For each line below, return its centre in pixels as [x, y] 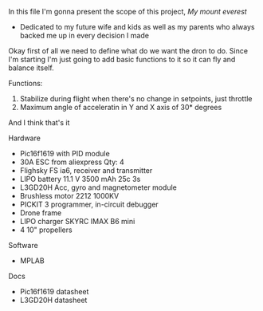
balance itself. [31, 68]
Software [23, 245]
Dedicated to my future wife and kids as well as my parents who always [137, 27]
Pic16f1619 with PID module [65, 154]
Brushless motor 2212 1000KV [69, 196]
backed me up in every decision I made [84, 35]
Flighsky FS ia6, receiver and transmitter [86, 170]
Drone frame [41, 213]
